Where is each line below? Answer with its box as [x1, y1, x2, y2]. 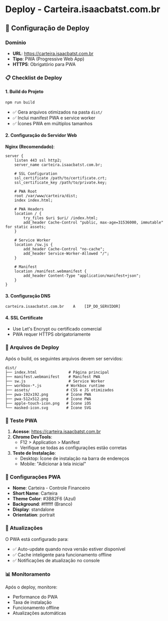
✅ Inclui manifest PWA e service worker [12, 115, 96, 121]
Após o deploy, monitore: [5, 584, 58, 590]
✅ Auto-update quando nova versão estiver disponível [12, 546, 126, 552]
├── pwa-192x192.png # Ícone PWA [5, 392, 92, 397]
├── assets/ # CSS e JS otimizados [5, 387, 114, 392]
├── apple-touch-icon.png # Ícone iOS [5, 400, 92, 406]
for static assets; [5, 225, 46, 230]
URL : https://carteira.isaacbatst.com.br [12, 50, 94, 56]
